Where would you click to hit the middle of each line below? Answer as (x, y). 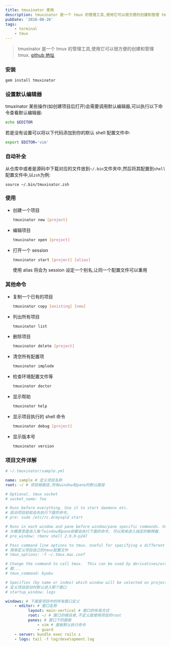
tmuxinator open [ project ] (41, 240)
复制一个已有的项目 (33, 297)
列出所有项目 (26, 316)
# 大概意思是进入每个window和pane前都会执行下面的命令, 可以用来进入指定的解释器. (83, 531)
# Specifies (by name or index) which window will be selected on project (86, 582)
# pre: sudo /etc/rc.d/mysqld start (44, 518)
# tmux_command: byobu (29, 574)
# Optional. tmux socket (32, 494)
